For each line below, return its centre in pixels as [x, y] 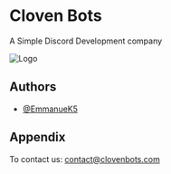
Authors [33, 87]
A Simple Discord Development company [86, 41]
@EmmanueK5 [50, 109]
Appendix [38, 137]
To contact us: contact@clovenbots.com [85, 159]
